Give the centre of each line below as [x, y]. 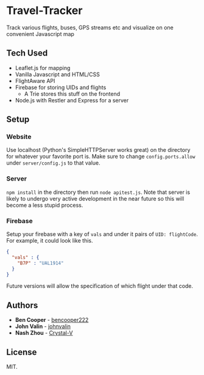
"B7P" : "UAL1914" [40, 263]
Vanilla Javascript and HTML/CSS [58, 74]
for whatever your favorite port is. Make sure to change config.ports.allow [101, 157]
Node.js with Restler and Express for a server [72, 100]
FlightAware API [35, 80]
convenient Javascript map [40, 34]
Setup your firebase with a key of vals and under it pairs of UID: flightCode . [102, 234]
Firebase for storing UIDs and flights [61, 87]
